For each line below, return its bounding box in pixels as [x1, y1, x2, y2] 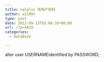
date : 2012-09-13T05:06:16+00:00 [5, 20, 72, 26]
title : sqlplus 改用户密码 [5, 7, 55, 12]
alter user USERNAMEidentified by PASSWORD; [5, 51, 100, 57]
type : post [5, 16, 27, 21]
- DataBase [9, 34, 31, 39]
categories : [5, 30, 29, 34]
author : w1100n [5, 12, 36, 16]
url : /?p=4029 [5, 25, 34, 30]
